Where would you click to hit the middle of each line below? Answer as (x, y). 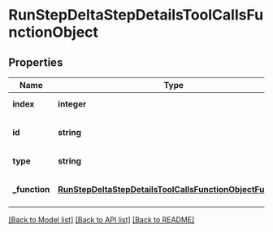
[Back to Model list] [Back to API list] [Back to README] (102, 220)
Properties (36, 62)
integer (72, 104)
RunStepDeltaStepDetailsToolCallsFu (136, 15)
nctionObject (54, 32)
